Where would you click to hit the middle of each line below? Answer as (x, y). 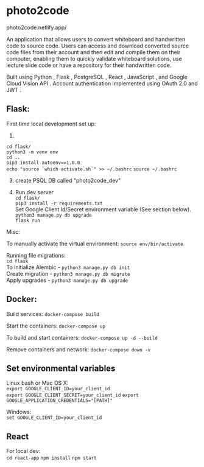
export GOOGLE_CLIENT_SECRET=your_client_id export (72, 395)
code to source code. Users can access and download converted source (98, 46)
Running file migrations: (36, 255)
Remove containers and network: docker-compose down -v (79, 349)
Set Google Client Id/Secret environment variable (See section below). (103, 209)
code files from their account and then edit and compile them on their (93, 52)
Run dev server (34, 192)
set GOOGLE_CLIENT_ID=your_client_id (54, 418)
